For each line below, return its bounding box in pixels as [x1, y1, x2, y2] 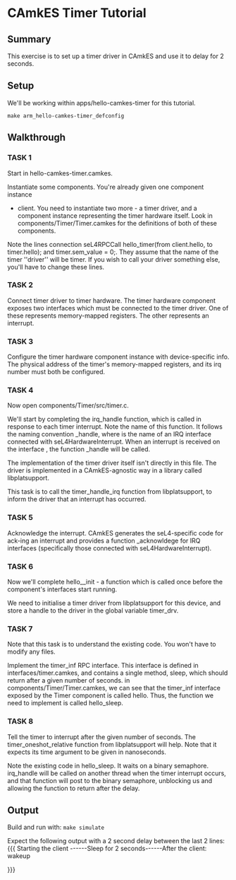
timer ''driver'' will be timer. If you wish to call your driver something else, [7, 255, 221, 263]
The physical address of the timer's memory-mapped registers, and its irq [7, 360, 222, 369]
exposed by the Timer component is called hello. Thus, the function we [7, 691, 213, 700]
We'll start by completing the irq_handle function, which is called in [7, 415, 202, 424]
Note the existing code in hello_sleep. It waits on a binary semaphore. [7, 761, 209, 770]
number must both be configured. [7, 368, 106, 376]
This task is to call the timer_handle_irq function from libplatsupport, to [7, 487, 213, 496]
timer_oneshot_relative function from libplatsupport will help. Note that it [7, 740, 217, 748]
